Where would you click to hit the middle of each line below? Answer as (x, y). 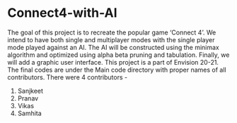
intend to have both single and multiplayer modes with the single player (111, 39)
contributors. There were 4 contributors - (68, 77)
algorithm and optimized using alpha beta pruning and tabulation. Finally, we (118, 55)
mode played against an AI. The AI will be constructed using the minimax (113, 47)
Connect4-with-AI (63, 13)
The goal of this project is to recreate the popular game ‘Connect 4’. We (112, 32)
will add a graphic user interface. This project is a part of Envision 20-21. (113, 62)
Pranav (28, 98)
